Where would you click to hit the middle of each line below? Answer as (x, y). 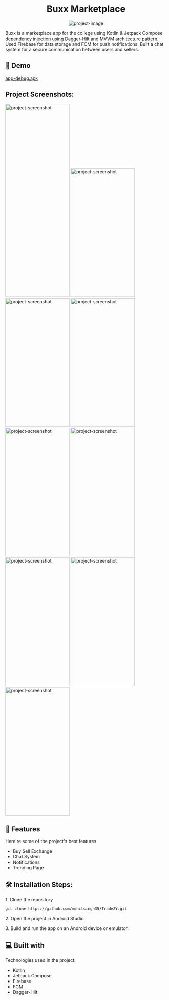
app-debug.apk (22, 78)
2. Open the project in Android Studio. (45, 919)
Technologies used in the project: (40, 960)
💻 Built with (25, 945)
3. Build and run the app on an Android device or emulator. (67, 928)
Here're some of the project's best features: (52, 841)
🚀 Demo (18, 66)
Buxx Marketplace (86, 9)
